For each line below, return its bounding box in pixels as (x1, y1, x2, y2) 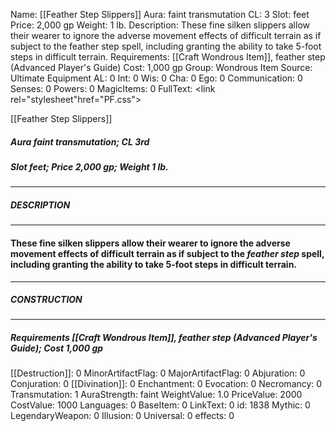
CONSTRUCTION (10, 294, 83, 306)
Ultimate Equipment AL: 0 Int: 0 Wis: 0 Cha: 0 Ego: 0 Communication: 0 (10, 72, 303, 84)
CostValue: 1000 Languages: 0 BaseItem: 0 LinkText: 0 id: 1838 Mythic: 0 (10, 399, 311, 411)
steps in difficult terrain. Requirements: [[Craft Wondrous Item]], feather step (10, 51, 326, 63)
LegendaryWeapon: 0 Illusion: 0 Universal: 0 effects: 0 (10, 410, 235, 422)
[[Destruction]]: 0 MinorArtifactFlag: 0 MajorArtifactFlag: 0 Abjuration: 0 (10, 367, 306, 379)
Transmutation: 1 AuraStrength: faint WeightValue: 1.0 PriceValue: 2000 (10, 389, 303, 401)
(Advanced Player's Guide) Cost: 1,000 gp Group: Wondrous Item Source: (10, 62, 313, 73)
